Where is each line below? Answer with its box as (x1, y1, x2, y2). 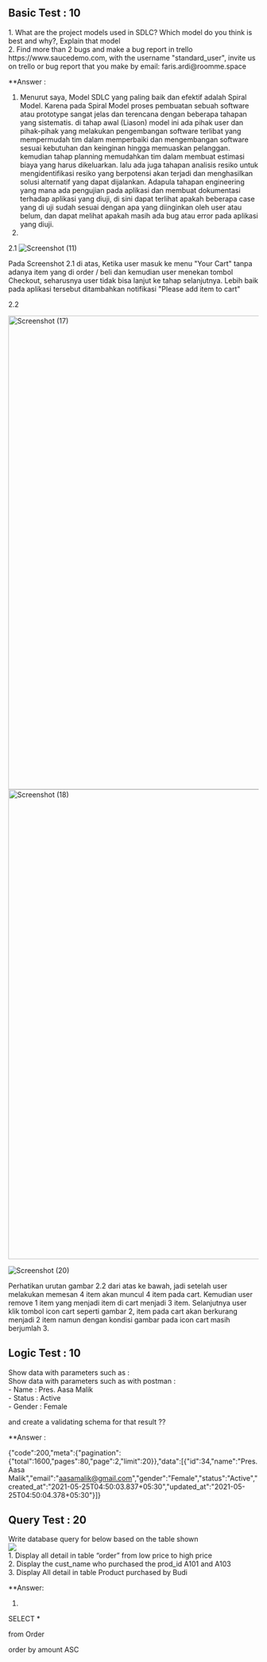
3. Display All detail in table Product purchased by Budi (8, 1568, 188, 1578)
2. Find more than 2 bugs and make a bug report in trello (8, 44, 193, 54)
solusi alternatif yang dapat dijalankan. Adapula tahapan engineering (19, 177, 245, 187)
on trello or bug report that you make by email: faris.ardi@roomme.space (8, 61, 246, 71)
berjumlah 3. (8, 1323, 49, 1333)
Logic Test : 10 (8, 1346, 81, 1360)
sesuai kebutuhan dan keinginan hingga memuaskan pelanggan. (19, 143, 230, 152)
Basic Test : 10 (8, 6, 81, 20)
